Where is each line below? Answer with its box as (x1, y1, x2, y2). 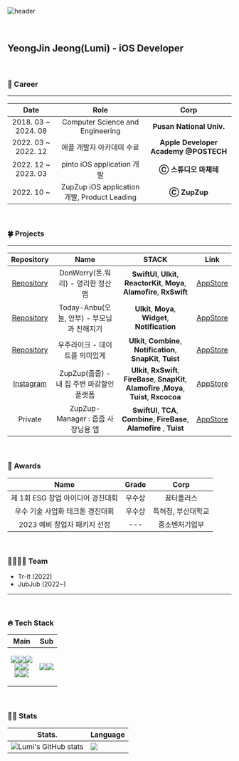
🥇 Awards (7, 461, 41, 471)
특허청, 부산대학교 (152, 506, 210, 516)
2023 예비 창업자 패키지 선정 (18, 520, 111, 530)
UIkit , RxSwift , (131, 365, 180, 375)
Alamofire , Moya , (125, 383, 185, 393)
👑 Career (7, 79, 38, 89)
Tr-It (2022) (17, 572, 53, 580)
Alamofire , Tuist (127, 424, 184, 434)
